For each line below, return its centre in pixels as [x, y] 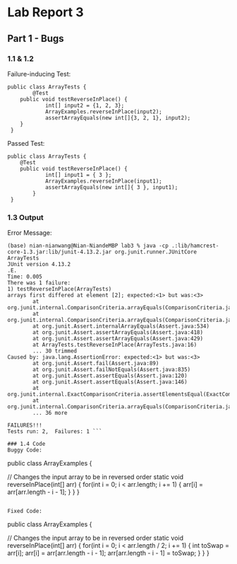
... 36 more [50, 413]
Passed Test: [26, 143]
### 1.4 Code [26, 444]
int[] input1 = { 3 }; [78, 175]
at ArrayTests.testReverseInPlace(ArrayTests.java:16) [115, 345]
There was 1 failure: [39, 283]
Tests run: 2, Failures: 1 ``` [55, 432]
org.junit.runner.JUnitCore [156, 252]
